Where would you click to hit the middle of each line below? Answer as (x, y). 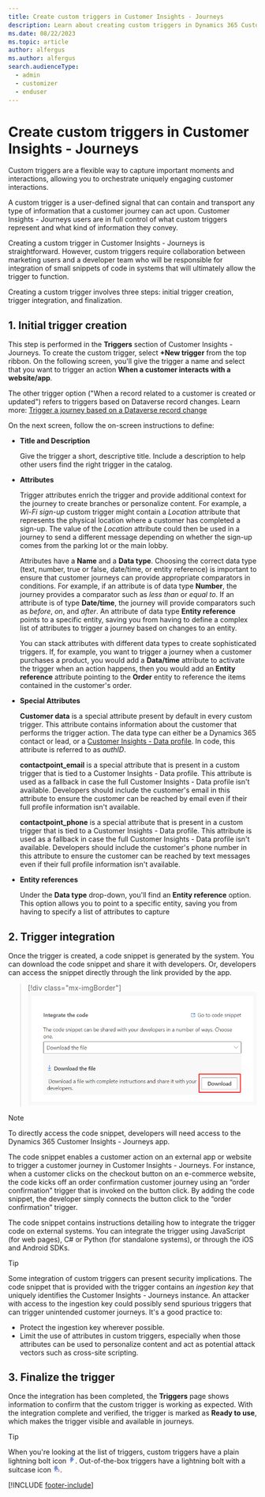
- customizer (37, 83)
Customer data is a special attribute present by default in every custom (136, 716)
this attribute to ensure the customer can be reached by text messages (135, 856)
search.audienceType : (44, 67)
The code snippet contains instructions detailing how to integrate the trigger (132, 1223)
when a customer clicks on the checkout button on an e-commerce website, (132, 1174)
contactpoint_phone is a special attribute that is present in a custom (131, 822)
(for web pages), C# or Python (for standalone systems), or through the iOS (131, 1239)
